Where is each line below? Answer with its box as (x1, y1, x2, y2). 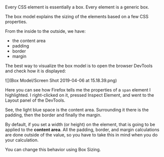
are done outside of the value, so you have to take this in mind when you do (5, 132, 158, 137)
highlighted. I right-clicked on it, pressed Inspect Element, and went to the (5, 92, 154, 98)
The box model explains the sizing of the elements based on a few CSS (5, 14, 149, 19)
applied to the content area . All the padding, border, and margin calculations (5, 127, 160, 133)
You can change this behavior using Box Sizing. (5, 147, 101, 152)
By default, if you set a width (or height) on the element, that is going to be (5, 122, 155, 127)
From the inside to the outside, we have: (5, 28, 86, 34)
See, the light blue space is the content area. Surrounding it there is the (5, 107, 149, 112)
